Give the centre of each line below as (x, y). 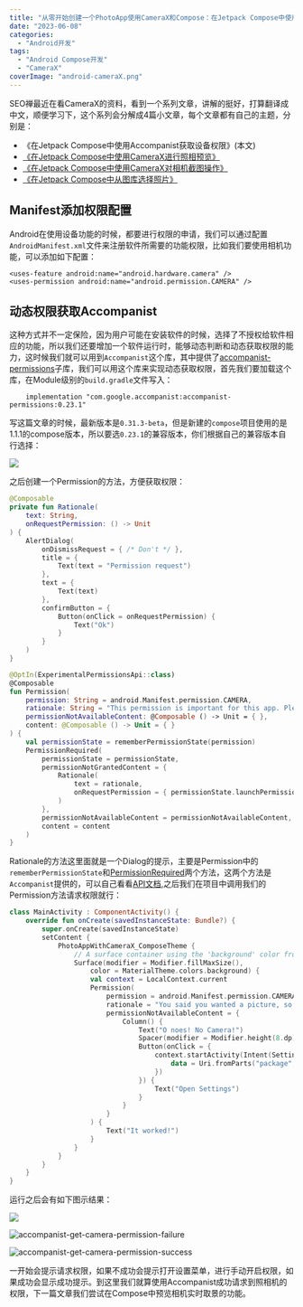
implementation (54, 397)
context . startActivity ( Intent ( (213, 1055)
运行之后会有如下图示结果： (61, 1199)
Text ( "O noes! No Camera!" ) (191, 1030)
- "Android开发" (46, 43)
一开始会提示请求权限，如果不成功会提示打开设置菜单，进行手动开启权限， (147, 1271)
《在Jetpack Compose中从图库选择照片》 (100, 179)
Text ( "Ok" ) (94, 625)
